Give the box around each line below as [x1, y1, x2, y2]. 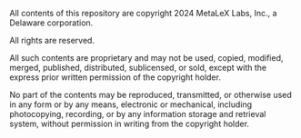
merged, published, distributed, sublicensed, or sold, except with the [9, 63, 267, 73]
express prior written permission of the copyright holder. [9, 72, 221, 83]
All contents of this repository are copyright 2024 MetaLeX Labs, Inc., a [9, 8, 277, 18]
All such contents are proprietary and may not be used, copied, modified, [9, 53, 284, 63]
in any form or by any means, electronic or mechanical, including [9, 99, 253, 110]
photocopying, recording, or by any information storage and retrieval [9, 109, 266, 119]
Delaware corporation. [9, 17, 94, 28]
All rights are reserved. [9, 35, 95, 45]
